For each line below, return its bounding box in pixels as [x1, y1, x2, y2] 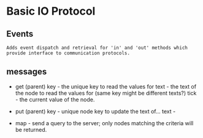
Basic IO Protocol [6, 4, 96, 18]
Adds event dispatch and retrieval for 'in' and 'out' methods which [6, 45, 188, 51]
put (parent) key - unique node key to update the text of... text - [15, 107, 176, 115]
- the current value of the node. [15, 96, 95, 103]
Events [6, 29, 34, 39]
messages [6, 67, 47, 77]
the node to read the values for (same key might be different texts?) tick [15, 89, 197, 96]
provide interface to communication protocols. [6, 50, 131, 56]
